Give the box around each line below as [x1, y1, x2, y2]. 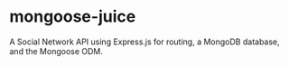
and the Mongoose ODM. [9, 45, 104, 56]
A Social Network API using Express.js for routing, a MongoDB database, [9, 36, 280, 47]
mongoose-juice [9, 6, 136, 27]
